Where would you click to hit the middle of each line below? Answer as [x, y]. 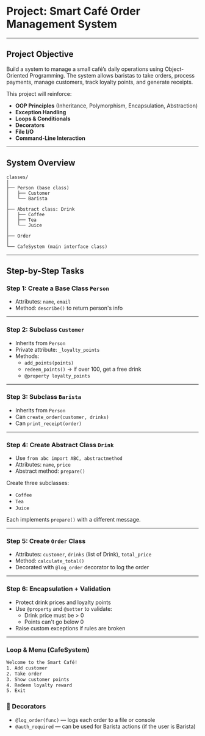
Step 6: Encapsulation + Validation [59, 589]
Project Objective [40, 54]
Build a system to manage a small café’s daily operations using [85, 69]
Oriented [17, 75]
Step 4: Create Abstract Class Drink [60, 445]
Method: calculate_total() [50, 561]
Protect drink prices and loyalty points [63, 602]
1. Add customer [27, 668]
